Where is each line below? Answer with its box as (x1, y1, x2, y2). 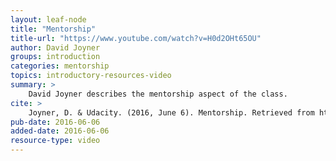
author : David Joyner (10, 42, 101, 53)
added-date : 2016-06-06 (10, 126, 110, 136)
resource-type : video (10, 136, 101, 146)
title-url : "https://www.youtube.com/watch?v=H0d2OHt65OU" (10, 33, 262, 43)
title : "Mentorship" (10, 24, 97, 34)
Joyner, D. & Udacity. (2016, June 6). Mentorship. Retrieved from (28, 107, 315, 118)
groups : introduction (10, 52, 101, 62)
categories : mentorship (10, 61, 110, 71)
